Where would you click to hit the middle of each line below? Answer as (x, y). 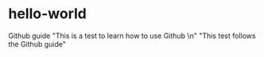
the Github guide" (37, 44)
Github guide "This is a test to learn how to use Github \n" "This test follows (132, 36)
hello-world (48, 14)
